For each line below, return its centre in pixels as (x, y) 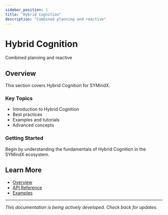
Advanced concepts (33, 125)
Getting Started (24, 138)
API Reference (27, 187)
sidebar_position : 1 (27, 10)
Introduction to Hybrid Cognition (45, 109)
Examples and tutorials (36, 120)
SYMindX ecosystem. (27, 154)
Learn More (23, 170)
